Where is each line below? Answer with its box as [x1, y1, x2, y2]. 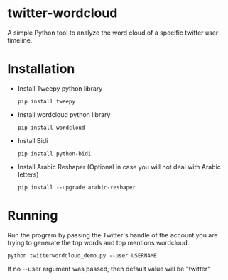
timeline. [7, 35, 33, 44]
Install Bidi [17, 136, 48, 145]
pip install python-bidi [17, 150, 92, 157]
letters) [17, 170, 39, 179]
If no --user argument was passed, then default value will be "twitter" [7, 264, 211, 273]
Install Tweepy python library [17, 84, 103, 93]
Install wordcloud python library [17, 110, 111, 118]
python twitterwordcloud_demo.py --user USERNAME [7, 252, 158, 259]
